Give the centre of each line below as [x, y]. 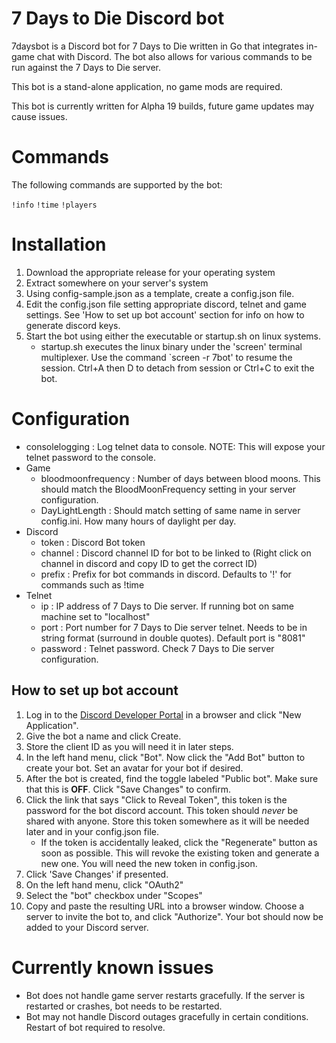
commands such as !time [92, 584]
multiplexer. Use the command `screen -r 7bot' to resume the [166, 357]
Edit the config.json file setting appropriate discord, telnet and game [166, 304]
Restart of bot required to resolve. [95, 1027]
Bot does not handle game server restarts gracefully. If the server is [165, 995]
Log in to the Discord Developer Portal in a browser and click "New [163, 714]
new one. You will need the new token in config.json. [149, 863]
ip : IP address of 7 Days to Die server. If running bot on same [167, 606]
